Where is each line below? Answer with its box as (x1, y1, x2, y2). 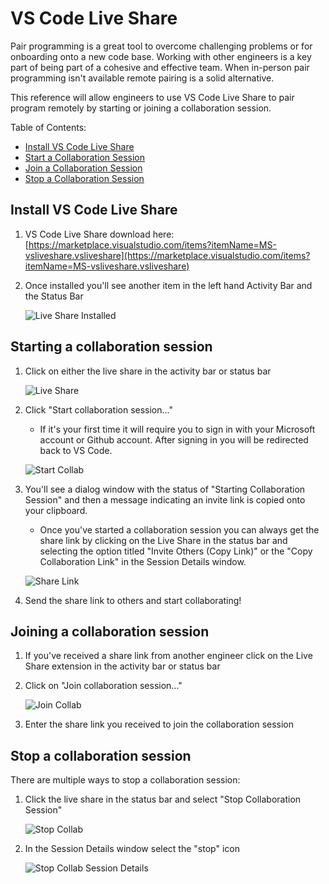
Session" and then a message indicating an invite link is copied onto (24, 493, 306, 506)
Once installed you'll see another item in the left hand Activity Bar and (24, 279, 313, 291)
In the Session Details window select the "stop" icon (24, 843, 240, 855)
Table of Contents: (10, 121, 87, 133)
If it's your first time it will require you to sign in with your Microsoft (39, 423, 316, 435)
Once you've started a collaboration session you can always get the (39, 523, 320, 536)
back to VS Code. (39, 444, 113, 456)
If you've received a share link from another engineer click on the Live (24, 650, 313, 662)
